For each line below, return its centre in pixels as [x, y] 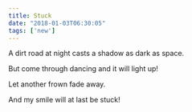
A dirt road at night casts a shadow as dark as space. [96, 54]
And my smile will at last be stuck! [64, 100]
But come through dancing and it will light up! [84, 69]
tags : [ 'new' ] [32, 30]
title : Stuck [30, 16]
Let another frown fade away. [57, 84]
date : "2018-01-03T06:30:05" [57, 23]
